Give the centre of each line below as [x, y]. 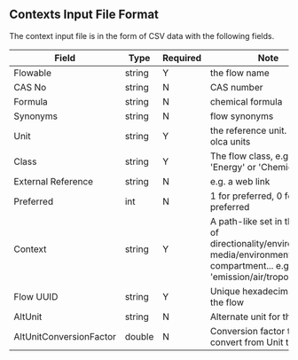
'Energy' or [233, 167]
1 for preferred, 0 [246, 196]
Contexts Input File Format [84, 15]
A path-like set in [246, 221]
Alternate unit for [245, 317]
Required [182, 58]
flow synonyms [242, 116]
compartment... [242, 265]
